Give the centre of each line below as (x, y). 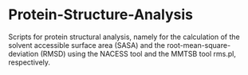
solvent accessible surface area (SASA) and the (87, 45)
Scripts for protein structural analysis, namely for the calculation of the (124, 37)
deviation (24, 53)
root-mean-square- (199, 45)
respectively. (29, 62)
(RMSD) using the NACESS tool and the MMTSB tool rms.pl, (138, 53)
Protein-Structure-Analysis (101, 15)
